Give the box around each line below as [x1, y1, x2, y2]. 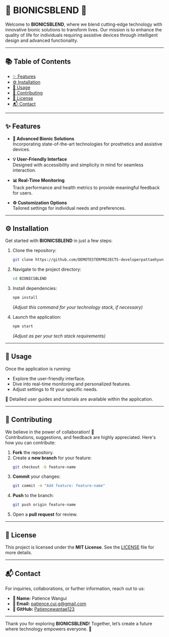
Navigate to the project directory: [12, 266, 81, 272]
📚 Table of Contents [5, 58, 71, 66]
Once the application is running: [5, 366, 71, 372]
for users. [12, 189, 33, 196]
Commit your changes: [12, 473, 61, 479]
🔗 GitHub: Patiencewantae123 [12, 606, 75, 612]
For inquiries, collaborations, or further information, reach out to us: [5, 585, 145, 592]
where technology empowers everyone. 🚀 [5, 626, 92, 632]
